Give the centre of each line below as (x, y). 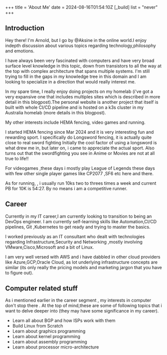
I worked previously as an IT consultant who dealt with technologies (75, 236)
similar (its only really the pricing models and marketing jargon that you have (83, 267)
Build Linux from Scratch (38, 326)
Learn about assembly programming (50, 342)
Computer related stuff (42, 288)
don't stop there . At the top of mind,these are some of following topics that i (83, 306)
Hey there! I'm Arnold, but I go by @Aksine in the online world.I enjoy (76, 40)
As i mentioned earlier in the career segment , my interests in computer (78, 300)
